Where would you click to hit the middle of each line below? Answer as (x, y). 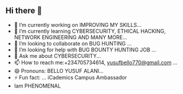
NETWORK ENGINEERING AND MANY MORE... (71, 37)
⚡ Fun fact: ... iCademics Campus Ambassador (70, 77)
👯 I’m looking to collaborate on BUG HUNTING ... (73, 43)
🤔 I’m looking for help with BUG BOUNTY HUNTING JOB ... (85, 50)
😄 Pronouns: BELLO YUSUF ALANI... (59, 71)
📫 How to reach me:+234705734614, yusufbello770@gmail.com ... (96, 62)
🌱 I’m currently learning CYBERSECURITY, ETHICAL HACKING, (90, 31)
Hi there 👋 (24, 11)
